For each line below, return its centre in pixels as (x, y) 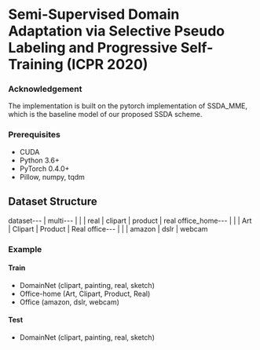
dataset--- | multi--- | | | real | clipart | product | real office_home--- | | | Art (130, 221)
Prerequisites (34, 135)
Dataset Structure (53, 202)
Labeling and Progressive (93, 48)
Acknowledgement (45, 89)
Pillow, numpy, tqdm (52, 177)
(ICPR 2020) (107, 65)
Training (36, 65)
